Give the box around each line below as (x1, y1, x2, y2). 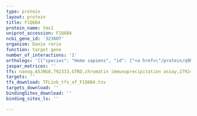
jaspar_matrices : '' (6, 63, 57, 69)
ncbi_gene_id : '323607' (6, 36, 64, 42)
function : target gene (6, 47, 62, 53)
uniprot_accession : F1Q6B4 (6, 30, 72, 36)
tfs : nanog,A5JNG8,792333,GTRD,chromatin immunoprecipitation (6, 69, 161, 74)
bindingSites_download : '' (6, 90, 72, 96)
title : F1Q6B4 (6, 19, 41, 25)
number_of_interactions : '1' (6, 52, 77, 58)
